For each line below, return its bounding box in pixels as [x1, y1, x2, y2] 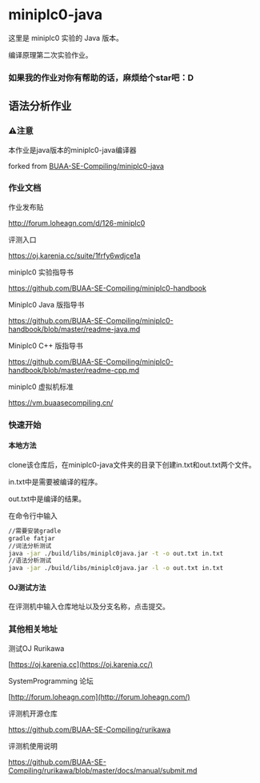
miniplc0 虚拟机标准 [8, 382, 74, 391]
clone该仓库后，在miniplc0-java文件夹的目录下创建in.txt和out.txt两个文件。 [8, 460, 256, 469]
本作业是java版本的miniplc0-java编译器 [8, 145, 137, 155]
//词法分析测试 [8, 542, 52, 550]
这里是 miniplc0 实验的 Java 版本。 [8, 33, 124, 42]
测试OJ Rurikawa [8, 643, 65, 653]
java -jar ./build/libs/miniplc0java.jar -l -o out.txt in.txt [8, 564, 224, 572]
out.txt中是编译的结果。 [8, 494, 86, 504]
